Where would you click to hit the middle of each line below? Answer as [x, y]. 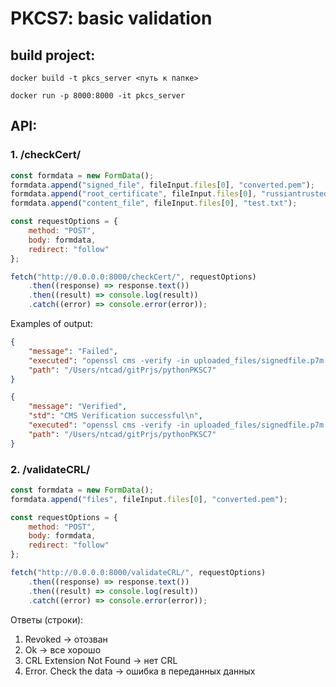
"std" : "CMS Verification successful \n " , [115, 416]
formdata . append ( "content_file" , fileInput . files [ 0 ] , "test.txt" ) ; [154, 203]
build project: [53, 55]
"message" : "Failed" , [73, 351]
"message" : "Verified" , [78, 407]
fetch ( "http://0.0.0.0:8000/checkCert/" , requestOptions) [133, 277]
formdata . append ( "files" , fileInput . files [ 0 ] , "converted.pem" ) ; [149, 499]
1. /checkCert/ [46, 155]
